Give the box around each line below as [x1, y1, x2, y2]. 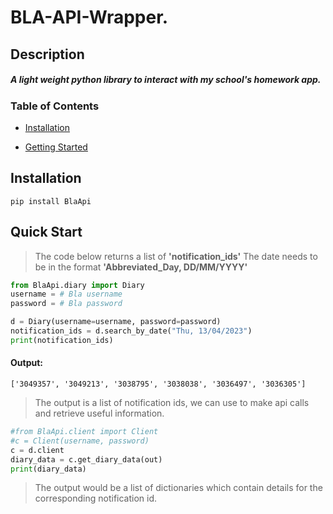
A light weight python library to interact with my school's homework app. [10, 74, 322, 86]
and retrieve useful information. [34, 407, 165, 419]
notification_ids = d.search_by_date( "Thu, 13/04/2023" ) [10, 326, 253, 336]
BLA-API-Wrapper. [10, 6, 169, 29]
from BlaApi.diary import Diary [10, 280, 145, 290]
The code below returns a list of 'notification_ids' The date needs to [34, 250, 318, 262]
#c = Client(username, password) [10, 436, 150, 446]
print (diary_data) [10, 464, 87, 474]
